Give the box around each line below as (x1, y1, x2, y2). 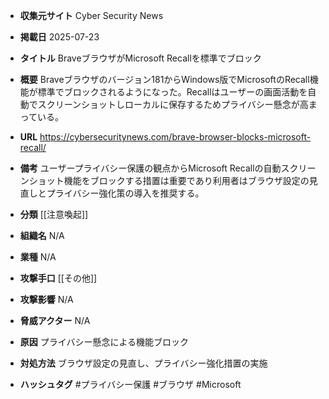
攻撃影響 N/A (19, 294, 74, 305)
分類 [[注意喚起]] (19, 209, 89, 220)
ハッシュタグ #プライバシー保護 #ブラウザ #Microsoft (19, 379, 242, 390)
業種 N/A (19, 251, 57, 263)
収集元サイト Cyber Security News (19, 10, 164, 21)
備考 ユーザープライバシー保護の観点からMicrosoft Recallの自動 (19, 162, 282, 174)
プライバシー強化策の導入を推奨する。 (46, 187, 205, 199)
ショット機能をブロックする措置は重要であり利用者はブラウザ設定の (28, 175, 310, 186)
